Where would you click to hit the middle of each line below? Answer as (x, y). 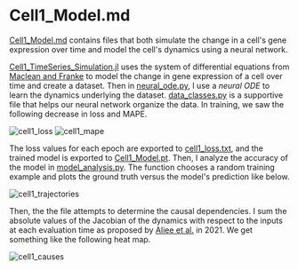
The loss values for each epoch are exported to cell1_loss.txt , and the (137, 148)
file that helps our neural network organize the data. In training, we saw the (147, 104)
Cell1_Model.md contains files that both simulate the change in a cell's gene (148, 40)
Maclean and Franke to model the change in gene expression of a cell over (146, 75)
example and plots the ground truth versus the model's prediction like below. (149, 176)
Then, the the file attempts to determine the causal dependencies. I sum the (148, 210)
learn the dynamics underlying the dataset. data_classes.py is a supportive (146, 95)
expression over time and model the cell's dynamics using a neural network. (149, 49)
